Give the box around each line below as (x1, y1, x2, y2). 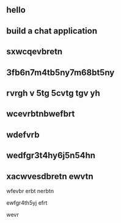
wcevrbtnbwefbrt (6, 109, 75, 119)
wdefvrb (6, 130, 40, 140)
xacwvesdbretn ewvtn (6, 171, 94, 181)
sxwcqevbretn (6, 46, 63, 57)
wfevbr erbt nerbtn (6, 187, 54, 194)
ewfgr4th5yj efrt (6, 199, 48, 207)
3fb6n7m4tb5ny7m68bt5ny (6, 67, 115, 78)
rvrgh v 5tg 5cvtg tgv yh (6, 88, 100, 98)
